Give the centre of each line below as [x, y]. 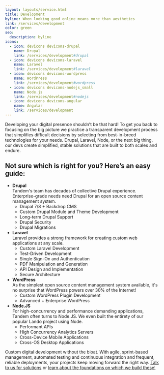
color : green [18, 28]
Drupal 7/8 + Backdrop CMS [48, 206]
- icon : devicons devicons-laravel [46, 60]
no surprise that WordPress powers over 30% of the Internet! [74, 290]
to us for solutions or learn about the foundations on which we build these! [80, 368]
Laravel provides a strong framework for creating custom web [75, 238]
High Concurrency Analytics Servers [56, 332]
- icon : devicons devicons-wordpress [48, 74]
